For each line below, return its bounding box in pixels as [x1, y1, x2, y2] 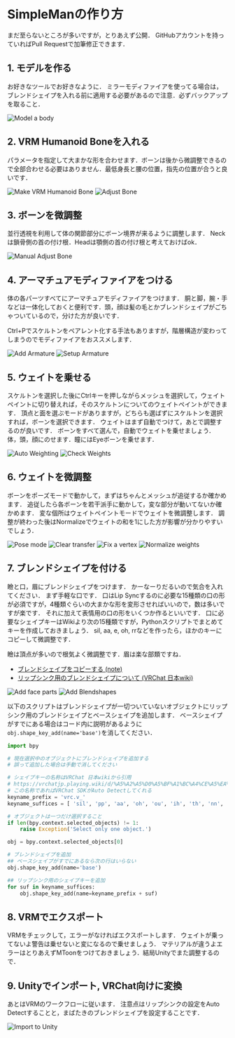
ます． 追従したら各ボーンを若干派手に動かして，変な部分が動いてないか [7, 499, 216, 508]
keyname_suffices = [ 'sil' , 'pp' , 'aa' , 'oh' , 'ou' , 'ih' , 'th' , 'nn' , [7, 800, 224, 807]
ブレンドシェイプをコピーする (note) [17, 664, 123, 673]
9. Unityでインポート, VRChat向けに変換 [7, 980, 183, 992]
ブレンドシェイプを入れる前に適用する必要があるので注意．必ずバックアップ [7, 90, 228, 99]
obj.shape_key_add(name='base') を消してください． [7, 728, 156, 736]
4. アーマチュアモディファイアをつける [7, 274, 173, 286]
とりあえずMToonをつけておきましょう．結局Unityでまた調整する [25, 948, 213, 957]
